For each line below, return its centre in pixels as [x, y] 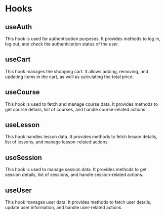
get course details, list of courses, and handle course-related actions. [76, 109]
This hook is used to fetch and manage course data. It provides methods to [82, 104]
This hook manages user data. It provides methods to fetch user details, [78, 202]
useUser [19, 190]
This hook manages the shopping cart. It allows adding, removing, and [77, 71]
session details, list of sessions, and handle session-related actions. [74, 175]
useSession [23, 157]
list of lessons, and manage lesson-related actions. [57, 142]
